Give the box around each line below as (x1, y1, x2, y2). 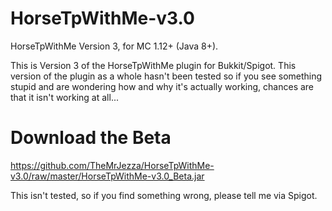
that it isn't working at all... (10, 91, 119, 103)
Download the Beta (10, 127, 172, 149)
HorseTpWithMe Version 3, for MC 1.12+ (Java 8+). (10, 40, 219, 52)
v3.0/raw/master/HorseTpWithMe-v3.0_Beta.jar (10, 170, 205, 182)
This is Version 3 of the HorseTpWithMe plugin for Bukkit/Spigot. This (10, 59, 297, 71)
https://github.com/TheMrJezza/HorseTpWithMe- (10, 159, 215, 171)
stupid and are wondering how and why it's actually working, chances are (10, 80, 315, 92)
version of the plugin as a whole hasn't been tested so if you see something (10, 70, 323, 82)
